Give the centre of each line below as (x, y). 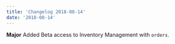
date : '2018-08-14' (31, 17)
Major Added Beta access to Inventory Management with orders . (88, 34)
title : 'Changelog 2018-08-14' (46, 12)
